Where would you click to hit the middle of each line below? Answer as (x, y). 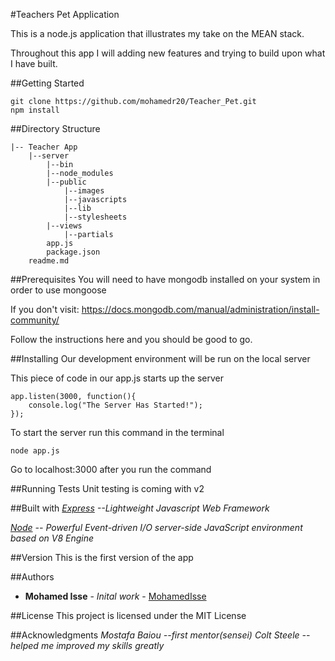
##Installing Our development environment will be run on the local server (160, 358)
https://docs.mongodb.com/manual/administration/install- (200, 309)
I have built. (34, 63)
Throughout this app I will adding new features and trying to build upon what (168, 53)
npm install (35, 110)
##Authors (32, 577)
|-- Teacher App (44, 147)
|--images (84, 191)
